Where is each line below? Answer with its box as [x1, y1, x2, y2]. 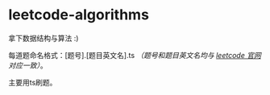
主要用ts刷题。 [8, 77, 57, 87]
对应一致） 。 [8, 60, 48, 70]
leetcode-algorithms [8, 6, 149, 24]
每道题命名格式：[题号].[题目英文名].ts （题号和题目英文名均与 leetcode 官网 [8, 50, 262, 60]
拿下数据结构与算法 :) [8, 33, 79, 43]
